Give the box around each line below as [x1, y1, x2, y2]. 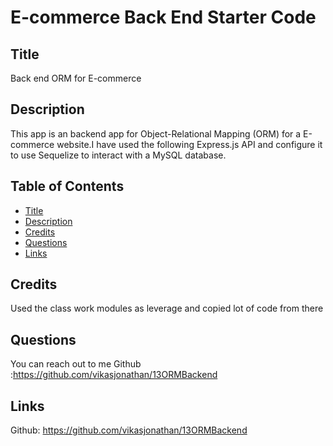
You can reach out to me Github [10, 358, 142, 370]
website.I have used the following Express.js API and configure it [56, 138, 323, 150]
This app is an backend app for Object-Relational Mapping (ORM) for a [10, 127, 302, 140]
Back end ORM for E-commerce [10, 72, 142, 84]
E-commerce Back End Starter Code [10, 6, 317, 29]
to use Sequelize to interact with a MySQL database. [10, 149, 227, 161]
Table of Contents [10, 178, 125, 195]
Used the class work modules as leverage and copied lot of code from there [10, 302, 324, 315]
